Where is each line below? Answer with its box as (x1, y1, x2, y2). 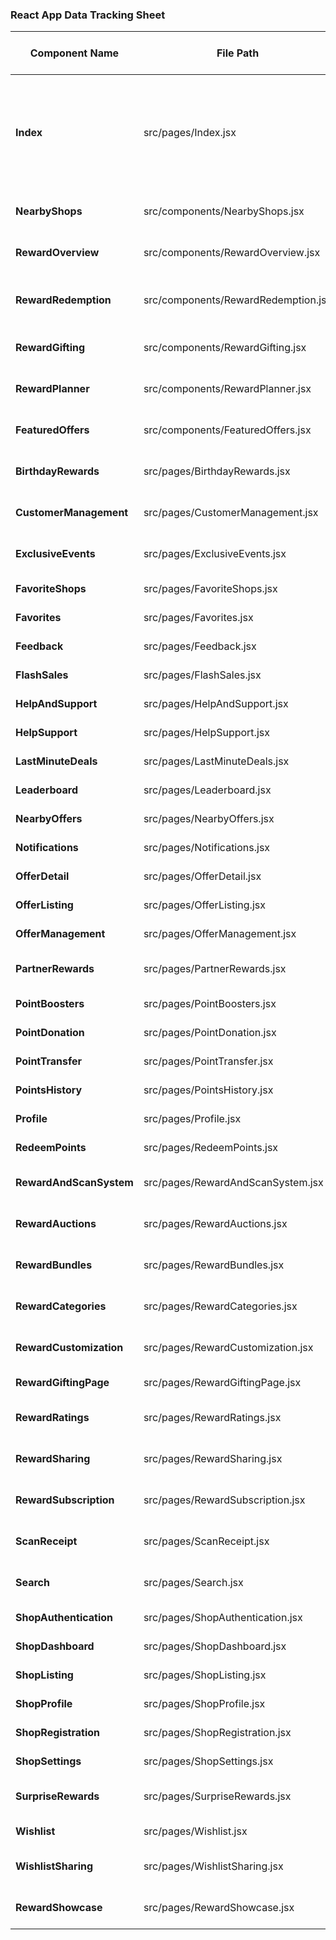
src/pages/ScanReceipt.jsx (143, 1534, 270, 1548)
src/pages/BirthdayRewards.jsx (143, 464, 291, 478)
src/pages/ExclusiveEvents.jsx (143, 547, 287, 561)
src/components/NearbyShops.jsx (143, 204, 305, 218)
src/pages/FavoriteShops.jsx (143, 582, 278, 596)
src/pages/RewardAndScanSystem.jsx (143, 1176, 324, 1190)
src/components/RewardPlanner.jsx (143, 382, 312, 396)
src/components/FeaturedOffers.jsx (143, 423, 312, 437)
